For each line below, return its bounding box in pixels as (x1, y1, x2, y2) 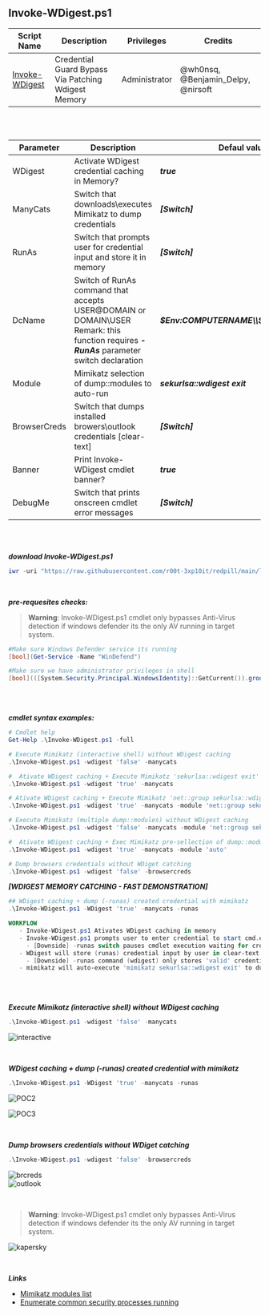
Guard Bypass (54, 63, 108, 75)
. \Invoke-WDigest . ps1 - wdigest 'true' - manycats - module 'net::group (8, 801, 246, 810)
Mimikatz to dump (74, 208, 142, 220)
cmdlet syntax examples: (8, 713, 94, 723)
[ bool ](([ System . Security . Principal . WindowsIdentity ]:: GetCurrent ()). (8, 675, 249, 683)
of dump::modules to (74, 377, 152, 389)
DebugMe (12, 497, 50, 508)
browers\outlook (74, 421, 136, 432)
